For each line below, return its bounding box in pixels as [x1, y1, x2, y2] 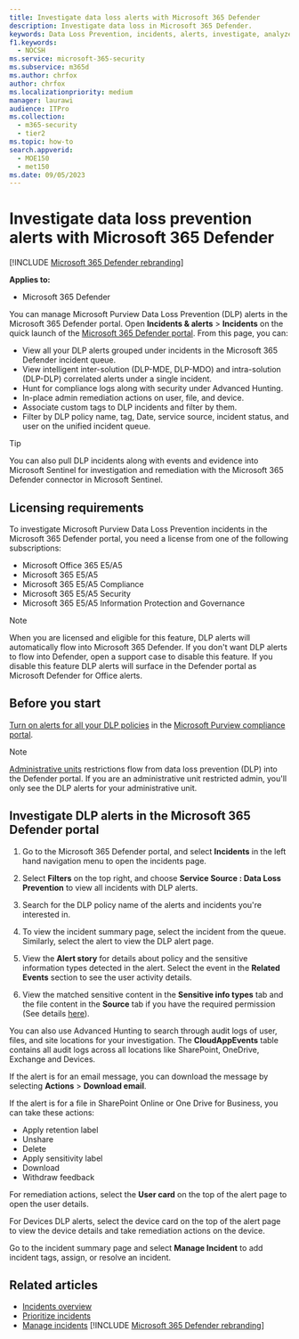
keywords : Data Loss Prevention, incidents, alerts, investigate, [9, 29, 261, 38]
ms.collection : [9, 112, 66, 121]
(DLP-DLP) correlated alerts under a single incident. [21, 373, 212, 384]
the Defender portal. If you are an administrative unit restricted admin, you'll [9, 772, 287, 784]
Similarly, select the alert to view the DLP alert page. [21, 935, 214, 946]
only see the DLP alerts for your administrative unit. [9, 782, 198, 793]
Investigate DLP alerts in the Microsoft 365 [9, 808, 251, 824]
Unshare [21, 1133, 54, 1145]
